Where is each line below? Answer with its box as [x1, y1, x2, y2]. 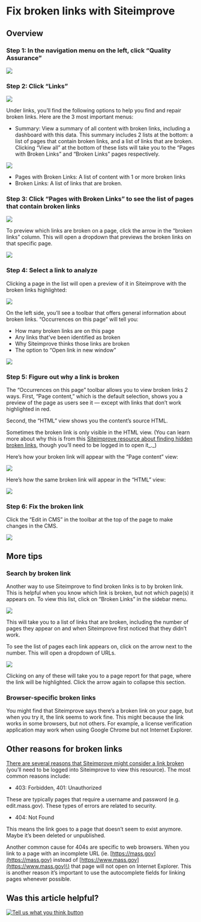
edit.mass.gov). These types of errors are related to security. [6, 802, 157, 810]
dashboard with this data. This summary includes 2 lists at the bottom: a [14, 131, 193, 139]
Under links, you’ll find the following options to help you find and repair [6, 107, 182, 114]
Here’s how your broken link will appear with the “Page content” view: [6, 453, 179, 460]
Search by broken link [6, 569, 71, 578]
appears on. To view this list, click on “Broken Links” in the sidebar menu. [6, 596, 188, 603]
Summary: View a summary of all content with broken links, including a [14, 125, 190, 132]
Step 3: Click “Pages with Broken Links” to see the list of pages [6, 195, 194, 203]
